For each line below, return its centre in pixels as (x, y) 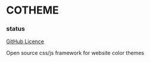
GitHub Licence (25, 41)
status (16, 29)
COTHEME (33, 10)
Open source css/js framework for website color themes (75, 53)
